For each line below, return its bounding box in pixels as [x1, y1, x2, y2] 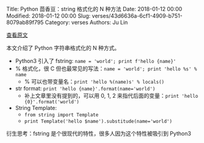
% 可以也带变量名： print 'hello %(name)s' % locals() [24, 78, 165, 85]
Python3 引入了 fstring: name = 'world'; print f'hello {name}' [15, 57, 177, 64]
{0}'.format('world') [24, 99, 79, 105]
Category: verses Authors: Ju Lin [45, 19, 128, 26]
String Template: [15, 105, 57, 111]
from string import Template [24, 112, 99, 118]
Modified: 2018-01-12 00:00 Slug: [6, 12, 91, 20]
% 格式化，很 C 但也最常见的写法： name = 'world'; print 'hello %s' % [15, 65, 197, 72]
